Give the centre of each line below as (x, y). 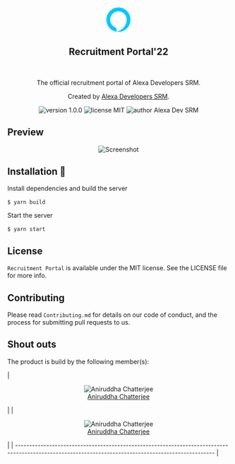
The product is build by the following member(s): (78, 361)
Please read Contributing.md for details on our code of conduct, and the (112, 315)
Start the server (30, 216)
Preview (26, 133)
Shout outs (32, 345)
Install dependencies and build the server (68, 188)
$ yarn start (26, 229)
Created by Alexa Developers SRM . (119, 96)
